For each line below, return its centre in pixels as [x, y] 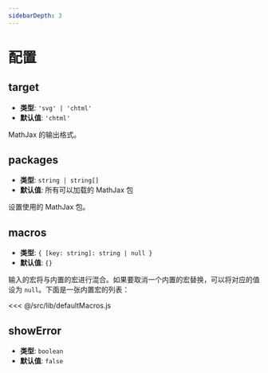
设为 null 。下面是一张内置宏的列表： [69, 290]
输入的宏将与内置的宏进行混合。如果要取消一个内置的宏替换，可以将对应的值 [134, 280]
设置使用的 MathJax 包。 [49, 207]
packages [33, 160]
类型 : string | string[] [59, 180]
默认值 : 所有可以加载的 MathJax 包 [77, 190]
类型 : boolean [41, 351]
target [24, 87]
